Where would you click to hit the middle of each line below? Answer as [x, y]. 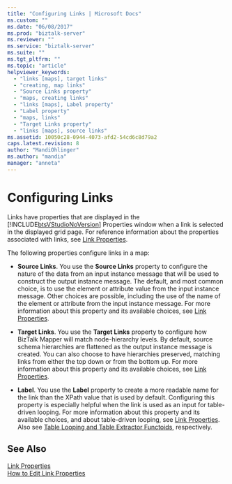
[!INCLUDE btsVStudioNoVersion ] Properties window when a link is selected [116, 224]
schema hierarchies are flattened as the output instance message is [115, 346]
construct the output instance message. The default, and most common [120, 281]
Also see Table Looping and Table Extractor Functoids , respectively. [115, 427]
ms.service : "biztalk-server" [51, 46]
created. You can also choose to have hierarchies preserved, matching [119, 354]
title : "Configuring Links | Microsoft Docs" [74, 14]
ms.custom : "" [28, 20]
